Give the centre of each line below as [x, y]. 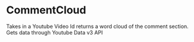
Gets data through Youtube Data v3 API [55, 32]
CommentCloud [46, 10]
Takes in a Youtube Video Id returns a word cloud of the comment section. [98, 26]
